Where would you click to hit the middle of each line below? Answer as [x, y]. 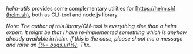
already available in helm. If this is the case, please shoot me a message [94, 38]
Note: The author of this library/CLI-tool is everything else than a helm [91, 26]
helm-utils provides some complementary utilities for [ [71, 9]
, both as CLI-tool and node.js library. [74, 15]
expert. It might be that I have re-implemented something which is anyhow [96, 32]
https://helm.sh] [156, 9]
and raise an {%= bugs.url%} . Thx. [49, 45]
